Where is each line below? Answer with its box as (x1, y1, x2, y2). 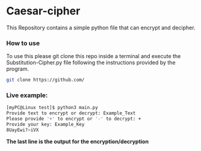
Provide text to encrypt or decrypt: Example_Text (6, 110, 136, 116)
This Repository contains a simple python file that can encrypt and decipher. (6, 24, 196, 31)
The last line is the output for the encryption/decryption (6, 138, 149, 145)
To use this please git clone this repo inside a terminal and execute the (6, 53, 181, 60)
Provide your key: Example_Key (6, 122, 85, 128)
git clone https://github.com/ (6, 77, 85, 83)
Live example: (6, 91, 48, 99)
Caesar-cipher (6, 4, 81, 18)
